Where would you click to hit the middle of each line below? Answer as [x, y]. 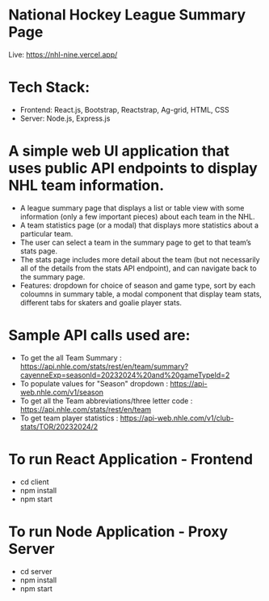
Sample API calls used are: [99, 335]
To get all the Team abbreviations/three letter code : [106, 401]
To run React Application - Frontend [130, 459]
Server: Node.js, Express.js [65, 118]
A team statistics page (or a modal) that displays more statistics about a [139, 225]
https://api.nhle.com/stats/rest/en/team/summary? [104, 366]
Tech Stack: [49, 87]
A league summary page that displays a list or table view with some [132, 207]
